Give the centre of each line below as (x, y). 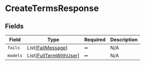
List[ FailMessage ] (47, 48)
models (15, 56)
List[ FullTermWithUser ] (53, 56)
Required (95, 40)
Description (124, 40)
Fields (14, 26)
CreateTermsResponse (52, 8)
